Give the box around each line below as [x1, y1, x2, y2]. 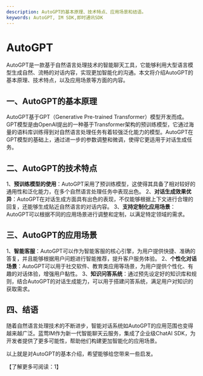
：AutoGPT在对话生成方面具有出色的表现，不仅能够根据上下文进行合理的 [12, 195, 194, 203]
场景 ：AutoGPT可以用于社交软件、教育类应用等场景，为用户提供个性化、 [6, 262, 188, 270]
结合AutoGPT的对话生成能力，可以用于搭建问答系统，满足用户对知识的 [16, 277, 194, 285]
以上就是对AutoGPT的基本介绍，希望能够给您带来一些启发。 [6, 350, 156, 357]
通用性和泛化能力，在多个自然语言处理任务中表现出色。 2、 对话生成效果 [6, 188, 187, 195]
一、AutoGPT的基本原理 [6, 96, 98, 106]
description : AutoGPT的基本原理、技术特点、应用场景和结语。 [6, 8, 147, 15]
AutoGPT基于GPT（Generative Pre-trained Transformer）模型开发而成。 [6, 113, 188, 121]
